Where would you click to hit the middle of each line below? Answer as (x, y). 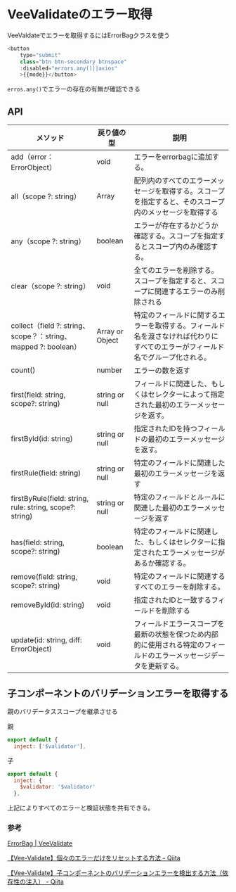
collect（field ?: (36, 326)
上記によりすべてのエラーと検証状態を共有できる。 (81, 808)
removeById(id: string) (48, 605)
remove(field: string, (44, 577)
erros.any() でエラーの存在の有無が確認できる (74, 89)
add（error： (32, 157)
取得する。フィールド (190, 326)
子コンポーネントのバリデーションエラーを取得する (118, 693)
